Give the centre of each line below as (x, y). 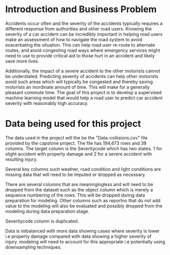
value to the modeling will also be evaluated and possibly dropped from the (84, 206)
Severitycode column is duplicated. (42, 221)
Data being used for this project (73, 124)
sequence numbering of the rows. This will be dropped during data (75, 195)
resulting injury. (22, 159)
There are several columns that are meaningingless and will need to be (79, 184)
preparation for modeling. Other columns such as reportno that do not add (83, 200)
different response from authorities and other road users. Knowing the (79, 28)
